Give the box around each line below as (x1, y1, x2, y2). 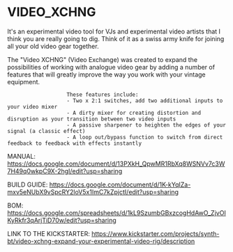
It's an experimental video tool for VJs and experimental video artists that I (7, 27, 221, 36)
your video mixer (7, 103, 58, 110)
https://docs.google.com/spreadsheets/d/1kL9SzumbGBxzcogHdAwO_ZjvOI (7, 208, 227, 216)
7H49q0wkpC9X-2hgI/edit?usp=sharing (7, 166, 123, 175)
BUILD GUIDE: (7, 180, 48, 189)
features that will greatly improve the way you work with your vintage (7, 70, 206, 79)
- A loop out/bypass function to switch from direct (66, 134, 223, 141)
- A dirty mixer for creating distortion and (66, 109, 201, 116)
